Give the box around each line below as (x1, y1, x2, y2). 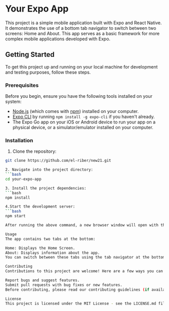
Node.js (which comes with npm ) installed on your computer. (12, 108, 139, 114)
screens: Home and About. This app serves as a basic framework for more (5, 30, 160, 36)
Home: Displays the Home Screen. (5, 245, 75, 251)
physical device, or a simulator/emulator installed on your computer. (12, 125, 153, 131)
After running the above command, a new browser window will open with (5, 223, 158, 228)
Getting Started (5, 50, 55, 59)
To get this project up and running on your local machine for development (5, 64, 158, 70)
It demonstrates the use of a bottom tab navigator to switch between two (5, 25, 156, 31)
